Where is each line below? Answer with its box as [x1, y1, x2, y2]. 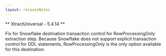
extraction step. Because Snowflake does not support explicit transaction [5, 36, 156, 42]
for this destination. [5, 46, 45, 52]
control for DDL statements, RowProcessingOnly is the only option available [5, 41, 161, 47]
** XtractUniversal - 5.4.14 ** [5, 21, 65, 27]
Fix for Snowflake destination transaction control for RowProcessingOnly [5, 30, 155, 36]
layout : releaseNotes [5, 7, 51, 12]
